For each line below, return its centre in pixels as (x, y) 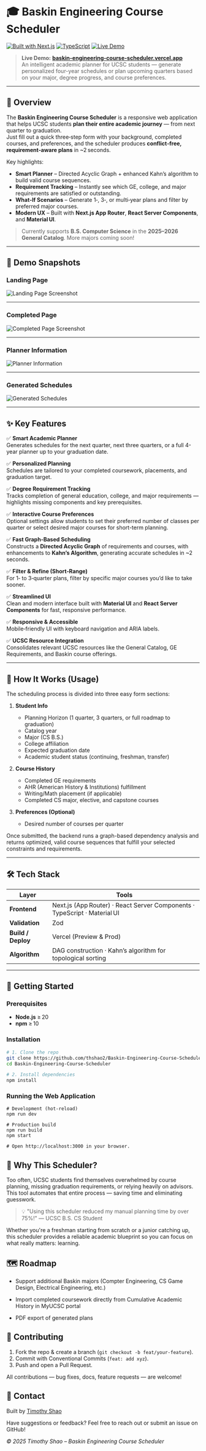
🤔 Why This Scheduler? (52, 1165)
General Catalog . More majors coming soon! (78, 237)
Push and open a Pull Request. (54, 1365)
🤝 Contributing (35, 1337)
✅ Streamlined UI (29, 597)
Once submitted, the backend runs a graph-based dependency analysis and (103, 835)
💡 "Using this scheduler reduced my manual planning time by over (105, 1211)
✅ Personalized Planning (39, 464)
